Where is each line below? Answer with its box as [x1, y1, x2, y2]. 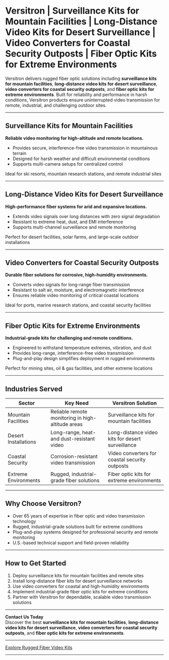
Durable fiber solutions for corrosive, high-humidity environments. [5, 272, 148, 278]
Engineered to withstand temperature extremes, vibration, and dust [12, 345, 152, 351]
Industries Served [5, 384, 63, 393]
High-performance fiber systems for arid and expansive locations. [5, 204, 147, 210]
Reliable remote [50, 408, 88, 415]
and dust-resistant [50, 435, 95, 442]
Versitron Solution [112, 399, 157, 407]
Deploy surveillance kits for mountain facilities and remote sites [12, 572, 144, 578]
